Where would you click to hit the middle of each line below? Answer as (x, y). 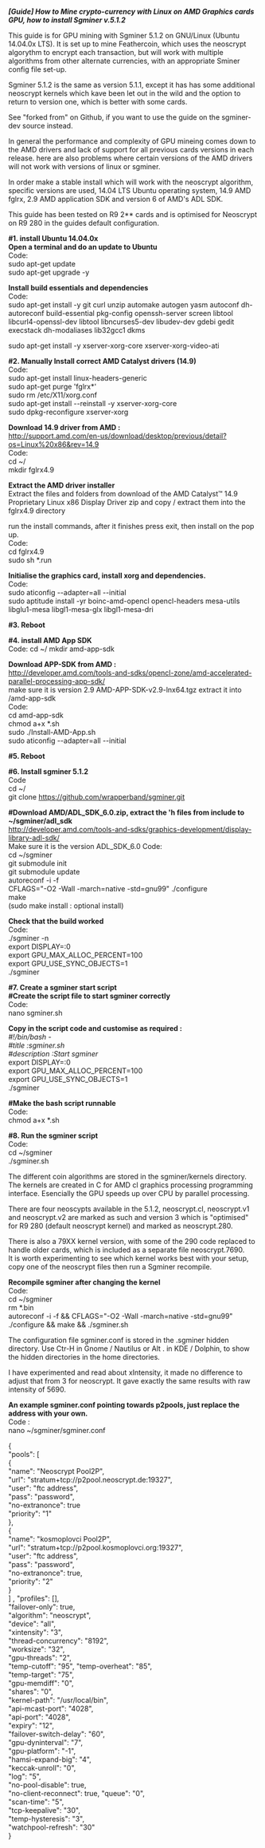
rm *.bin (21, 1307)
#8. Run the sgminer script (53, 1135)
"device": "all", (32, 1624)
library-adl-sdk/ (34, 838)
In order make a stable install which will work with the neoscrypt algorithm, (131, 182)
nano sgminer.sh (35, 1013)
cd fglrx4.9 (26, 551)
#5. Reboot (27, 756)
